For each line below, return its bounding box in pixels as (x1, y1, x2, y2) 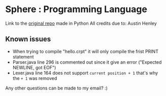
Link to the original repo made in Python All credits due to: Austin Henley (5, 20, 157, 26)
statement (12, 54, 34, 60)
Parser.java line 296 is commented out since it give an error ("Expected (12, 59, 162, 65)
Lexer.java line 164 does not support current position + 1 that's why (12, 70, 158, 76)
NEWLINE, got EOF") (12, 64, 56, 70)
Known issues (5, 35, 51, 43)
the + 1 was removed (12, 75, 57, 81)
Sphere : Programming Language (5, 4, 147, 15)
